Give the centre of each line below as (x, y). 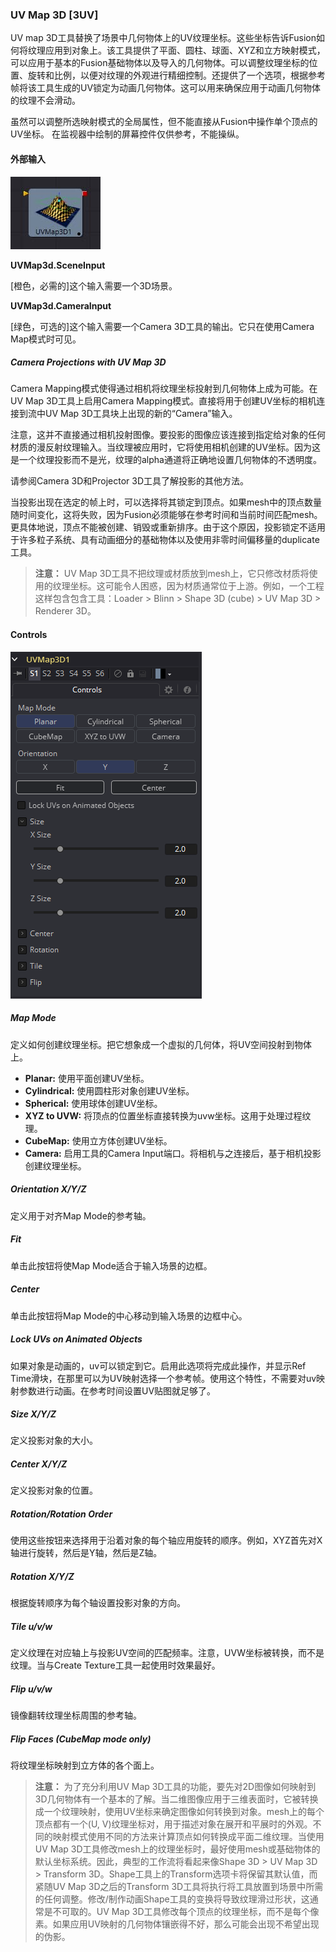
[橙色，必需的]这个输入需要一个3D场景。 (94, 285)
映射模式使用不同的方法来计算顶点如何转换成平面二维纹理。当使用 (188, 1837)
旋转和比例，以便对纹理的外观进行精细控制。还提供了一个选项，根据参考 (176, 75)
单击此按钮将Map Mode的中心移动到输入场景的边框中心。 (129, 1315)
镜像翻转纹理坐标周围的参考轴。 (76, 1715)
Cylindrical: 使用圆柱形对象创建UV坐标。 (109, 1090)
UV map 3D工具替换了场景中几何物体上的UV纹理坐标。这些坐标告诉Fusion (163, 38)
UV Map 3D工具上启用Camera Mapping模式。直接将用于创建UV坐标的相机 (163, 401)
